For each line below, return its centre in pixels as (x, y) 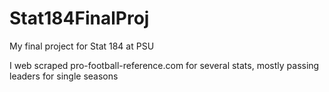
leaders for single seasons (64, 76)
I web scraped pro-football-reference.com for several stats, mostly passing (164, 65)
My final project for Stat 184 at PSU (82, 46)
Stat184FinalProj (79, 18)
